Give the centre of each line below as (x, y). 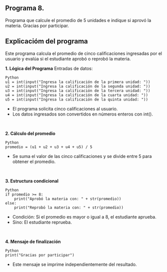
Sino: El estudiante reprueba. (42, 222)
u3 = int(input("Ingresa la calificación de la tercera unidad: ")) (78, 90)
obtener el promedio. (34, 161)
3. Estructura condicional (32, 181)
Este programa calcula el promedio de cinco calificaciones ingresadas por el (83, 53)
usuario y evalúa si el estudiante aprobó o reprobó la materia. (68, 58)
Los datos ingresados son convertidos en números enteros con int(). (83, 114)
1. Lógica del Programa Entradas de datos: (49, 68)
